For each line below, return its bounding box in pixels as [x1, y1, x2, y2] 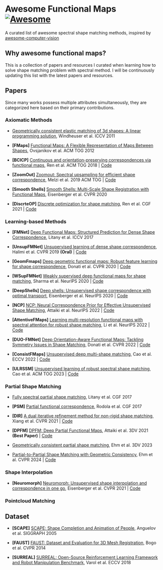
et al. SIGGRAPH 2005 [12, 531, 57, 536]
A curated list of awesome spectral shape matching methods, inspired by [5, 30, 151, 36]
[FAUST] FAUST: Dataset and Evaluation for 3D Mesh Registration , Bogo [12, 540, 157, 546]
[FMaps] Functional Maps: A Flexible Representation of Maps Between [12, 142, 154, 148]
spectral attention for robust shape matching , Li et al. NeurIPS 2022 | [12, 322, 150, 328]
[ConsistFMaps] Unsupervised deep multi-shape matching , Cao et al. [12, 351, 152, 357]
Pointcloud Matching [5, 497, 55, 504]
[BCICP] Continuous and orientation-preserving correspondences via [12, 157, 151, 163]
